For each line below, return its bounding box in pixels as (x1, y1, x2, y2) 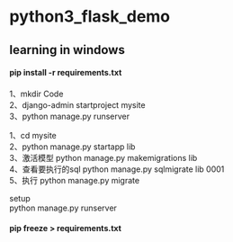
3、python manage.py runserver (9, 111, 130, 121)
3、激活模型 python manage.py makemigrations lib (9, 152, 198, 163)
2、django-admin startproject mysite (9, 99, 146, 110)
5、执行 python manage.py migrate (9, 175, 140, 185)
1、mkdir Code (9, 88, 64, 99)
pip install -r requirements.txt (9, 67, 122, 78)
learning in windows (9, 42, 126, 58)
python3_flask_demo (9, 6, 171, 27)
